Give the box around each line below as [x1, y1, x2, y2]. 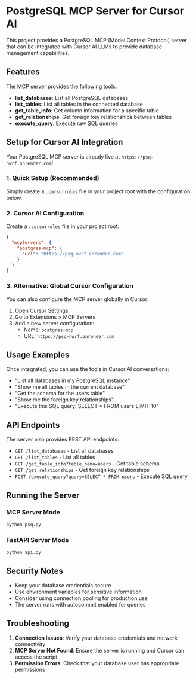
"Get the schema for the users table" [14, 390, 105, 397]
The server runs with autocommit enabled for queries [14, 601, 146, 608]
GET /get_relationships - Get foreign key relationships [14, 467, 150, 474]
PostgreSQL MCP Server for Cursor [6, 4, 185, 18]
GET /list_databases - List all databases [14, 447, 114, 455]
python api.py [6, 549, 42, 556]
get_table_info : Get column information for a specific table [14, 106, 159, 114]
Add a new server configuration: [14, 319, 94, 327]
